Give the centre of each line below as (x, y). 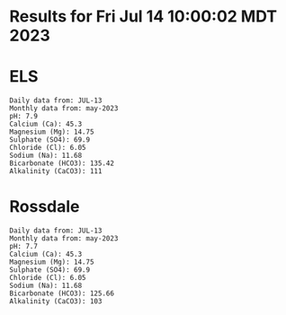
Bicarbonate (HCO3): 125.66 (62, 293)
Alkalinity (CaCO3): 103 (56, 302)
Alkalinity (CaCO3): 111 (56, 171)
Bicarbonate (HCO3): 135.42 (62, 163)
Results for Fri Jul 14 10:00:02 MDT (143, 17)
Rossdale (45, 207)
